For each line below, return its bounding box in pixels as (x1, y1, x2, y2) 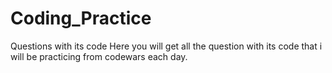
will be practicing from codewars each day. (10, 50, 188, 62)
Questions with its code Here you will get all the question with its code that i (10, 40, 323, 52)
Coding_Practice (10, 7, 152, 30)
